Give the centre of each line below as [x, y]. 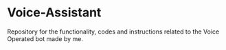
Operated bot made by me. [45, 38]
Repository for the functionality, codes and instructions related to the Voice [113, 32]
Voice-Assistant [54, 13]
